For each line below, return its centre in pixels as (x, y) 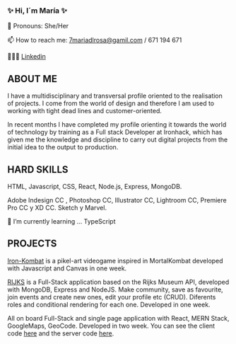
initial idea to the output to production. (63, 147)
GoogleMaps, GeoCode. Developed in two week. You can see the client (111, 326)
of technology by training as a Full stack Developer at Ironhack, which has (115, 132)
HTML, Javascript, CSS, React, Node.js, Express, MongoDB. (95, 186)
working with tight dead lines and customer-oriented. (85, 111)
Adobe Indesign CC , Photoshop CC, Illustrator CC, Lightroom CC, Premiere (117, 200)
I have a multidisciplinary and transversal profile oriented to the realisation (115, 96)
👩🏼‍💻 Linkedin (26, 57)
